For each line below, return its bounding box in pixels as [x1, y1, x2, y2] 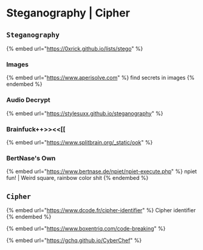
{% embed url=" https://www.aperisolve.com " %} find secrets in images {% [6, 74, 195, 82]
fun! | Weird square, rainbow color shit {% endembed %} [6, 174, 149, 182]
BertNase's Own [6, 154, 56, 162]
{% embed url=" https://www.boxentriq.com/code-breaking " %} [6, 225, 166, 232]
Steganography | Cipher [6, 6, 131, 20]
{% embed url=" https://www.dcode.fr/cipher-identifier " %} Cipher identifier [6, 207, 196, 213]
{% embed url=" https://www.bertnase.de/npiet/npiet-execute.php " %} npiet [6, 168, 198, 175]
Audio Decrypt [6, 96, 50, 104]
